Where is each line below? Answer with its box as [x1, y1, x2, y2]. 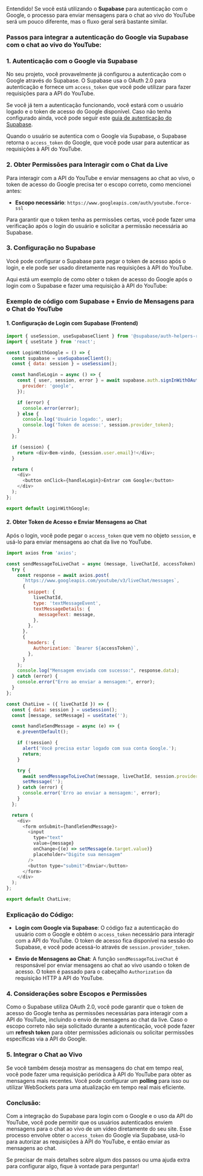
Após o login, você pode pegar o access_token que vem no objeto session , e [6, 531, 196, 539]
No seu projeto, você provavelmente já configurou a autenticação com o [6, 71, 186, 78]
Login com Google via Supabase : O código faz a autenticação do [14, 924, 179, 932]
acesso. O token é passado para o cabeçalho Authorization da [14, 968, 172, 975]
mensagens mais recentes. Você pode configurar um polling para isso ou [6, 1077, 189, 1084]
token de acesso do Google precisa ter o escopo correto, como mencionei [6, 181, 192, 188]
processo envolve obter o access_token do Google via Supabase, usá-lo [6, 1132, 185, 1139]
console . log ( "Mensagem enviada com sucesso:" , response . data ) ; [17, 668, 180, 674]
